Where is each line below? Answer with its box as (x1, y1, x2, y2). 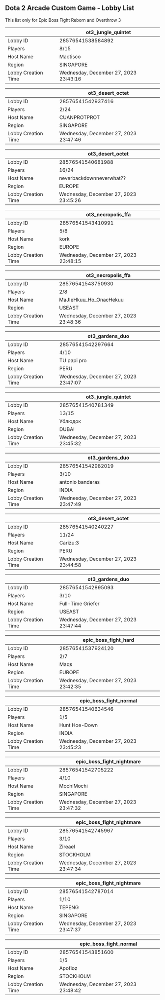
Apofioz (59, 964, 78, 971)
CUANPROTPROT (59, 114, 100, 120)
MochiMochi (59, 782, 88, 789)
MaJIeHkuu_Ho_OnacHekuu (59, 296, 124, 303)
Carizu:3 (59, 539, 80, 546)
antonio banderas (59, 478, 100, 485)
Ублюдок (59, 418, 81, 424)
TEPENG (59, 904, 79, 911)
